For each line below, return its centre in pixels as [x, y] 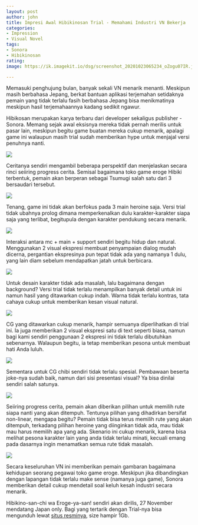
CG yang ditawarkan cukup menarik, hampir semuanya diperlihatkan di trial [98, 324]
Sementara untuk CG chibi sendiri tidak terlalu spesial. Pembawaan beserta [98, 372]
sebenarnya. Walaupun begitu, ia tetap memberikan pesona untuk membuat [98, 343]
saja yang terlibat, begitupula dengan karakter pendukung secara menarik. [97, 220]
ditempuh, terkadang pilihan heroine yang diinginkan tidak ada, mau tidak [95, 426]
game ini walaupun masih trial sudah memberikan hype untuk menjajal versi [98, 137]
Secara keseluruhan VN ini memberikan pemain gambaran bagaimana [91, 467]
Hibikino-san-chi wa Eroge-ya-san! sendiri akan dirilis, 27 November [89, 503]
